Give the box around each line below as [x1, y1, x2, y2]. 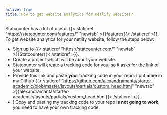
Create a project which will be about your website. [12, 56, 116, 62]
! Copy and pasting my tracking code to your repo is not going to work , [12, 99, 160, 105]
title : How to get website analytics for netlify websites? [5, 12, 134, 17]
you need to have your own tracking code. [12, 104, 100, 110]
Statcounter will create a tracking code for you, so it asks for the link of [12, 62, 159, 68]
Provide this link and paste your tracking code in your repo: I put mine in [12, 72, 162, 78]
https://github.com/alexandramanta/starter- [63, 78, 153, 84]
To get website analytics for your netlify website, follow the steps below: [5, 36, 154, 42]
